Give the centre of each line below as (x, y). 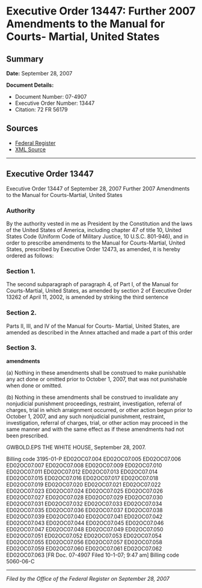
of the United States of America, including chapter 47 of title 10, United (94, 230)
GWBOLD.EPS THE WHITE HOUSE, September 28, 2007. (76, 447)
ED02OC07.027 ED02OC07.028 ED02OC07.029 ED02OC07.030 (85, 497)
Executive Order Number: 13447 (55, 103)
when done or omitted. (34, 385)
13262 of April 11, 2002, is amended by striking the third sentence (87, 297)
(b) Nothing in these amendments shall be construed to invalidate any (92, 397)
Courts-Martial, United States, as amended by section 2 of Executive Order (99, 291)
